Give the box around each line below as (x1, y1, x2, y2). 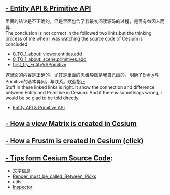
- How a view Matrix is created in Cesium (5, 119, 137, 128)
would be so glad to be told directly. (5, 95, 80, 101)
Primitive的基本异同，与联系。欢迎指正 (5, 78, 86, 84)
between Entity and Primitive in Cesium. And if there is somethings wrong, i (5, 89, 162, 95)
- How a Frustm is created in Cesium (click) (5, 136, 144, 145)
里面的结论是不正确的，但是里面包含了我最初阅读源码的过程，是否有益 (5, 18, 152, 24)
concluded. (5, 41, 29, 47)
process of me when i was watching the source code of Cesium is (5, 35, 143, 42)
